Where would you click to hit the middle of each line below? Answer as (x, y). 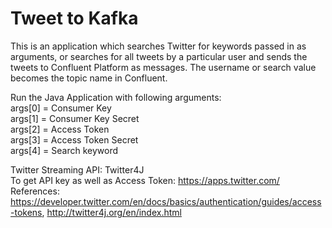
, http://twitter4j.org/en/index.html (111, 212)
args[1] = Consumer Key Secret (75, 118)
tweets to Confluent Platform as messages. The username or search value (163, 67)
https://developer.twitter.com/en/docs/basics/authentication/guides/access (166, 201)
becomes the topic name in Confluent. (89, 78)
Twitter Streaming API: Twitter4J (77, 169)
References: (35, 191)
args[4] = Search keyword (64, 150)
